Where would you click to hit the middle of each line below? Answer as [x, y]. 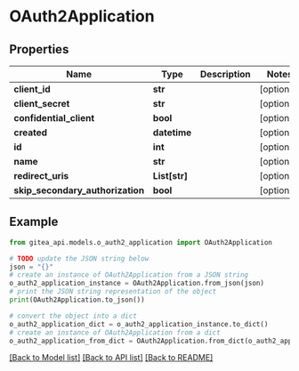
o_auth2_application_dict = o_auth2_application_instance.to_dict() [139, 324]
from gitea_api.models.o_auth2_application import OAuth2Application [141, 242]
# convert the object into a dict [73, 316]
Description [225, 74]
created [30, 133]
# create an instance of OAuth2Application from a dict [115, 332]
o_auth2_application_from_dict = [71, 341]
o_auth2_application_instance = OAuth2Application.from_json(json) [137, 283]
